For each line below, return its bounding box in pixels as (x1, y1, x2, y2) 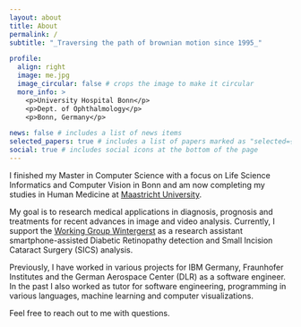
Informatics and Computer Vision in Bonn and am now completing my (9, 179, 266, 190)
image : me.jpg (17, 71, 70, 81)
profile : (9, 55, 42, 64)
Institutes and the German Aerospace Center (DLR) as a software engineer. (9, 271, 287, 282)
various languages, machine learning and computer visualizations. (9, 290, 254, 301)
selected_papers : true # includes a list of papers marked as (9, 137, 246, 146)
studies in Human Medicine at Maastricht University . (9, 189, 202, 200)
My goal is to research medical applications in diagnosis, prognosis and (9, 206, 273, 217)
